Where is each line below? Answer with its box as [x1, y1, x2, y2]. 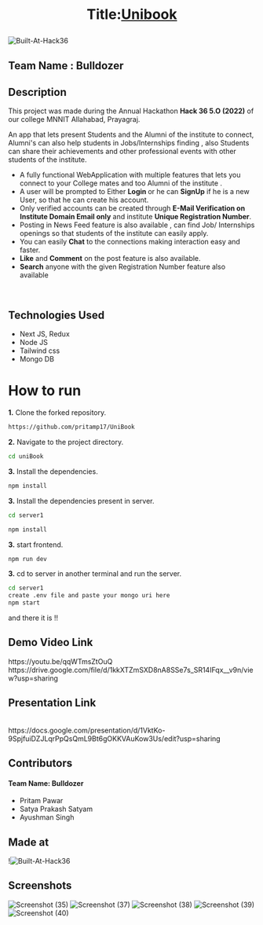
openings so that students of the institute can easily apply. [19, 229, 209, 238]
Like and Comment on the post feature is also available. [19, 254, 202, 263]
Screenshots [8, 879, 72, 893]
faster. [19, 245, 41, 255]
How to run [8, 382, 82, 400]
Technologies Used [8, 308, 104, 321]
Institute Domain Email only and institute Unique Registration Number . [19, 212, 252, 222]
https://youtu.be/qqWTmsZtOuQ [8, 656, 113, 666]
